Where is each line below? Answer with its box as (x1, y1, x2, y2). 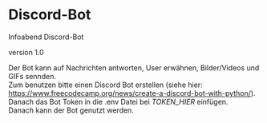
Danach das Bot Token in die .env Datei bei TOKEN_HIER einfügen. (8, 97, 229, 106)
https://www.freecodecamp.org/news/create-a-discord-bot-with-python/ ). (8, 88, 256, 97)
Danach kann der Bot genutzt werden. (8, 105, 134, 115)
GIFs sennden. (8, 71, 56, 81)
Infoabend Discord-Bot (8, 32, 84, 42)
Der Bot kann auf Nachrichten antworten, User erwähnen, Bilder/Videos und (8, 62, 260, 73)
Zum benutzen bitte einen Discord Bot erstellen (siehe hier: (8, 80, 203, 89)
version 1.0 (8, 47, 44, 57)
